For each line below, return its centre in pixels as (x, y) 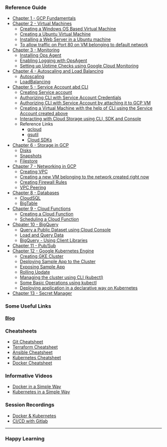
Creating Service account (46, 92)
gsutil (33, 135)
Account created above (44, 113)
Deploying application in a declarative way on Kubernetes (79, 288)
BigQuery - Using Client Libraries (54, 240)
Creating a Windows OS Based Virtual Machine (68, 29)
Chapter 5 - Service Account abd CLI (50, 87)
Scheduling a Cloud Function (49, 219)
